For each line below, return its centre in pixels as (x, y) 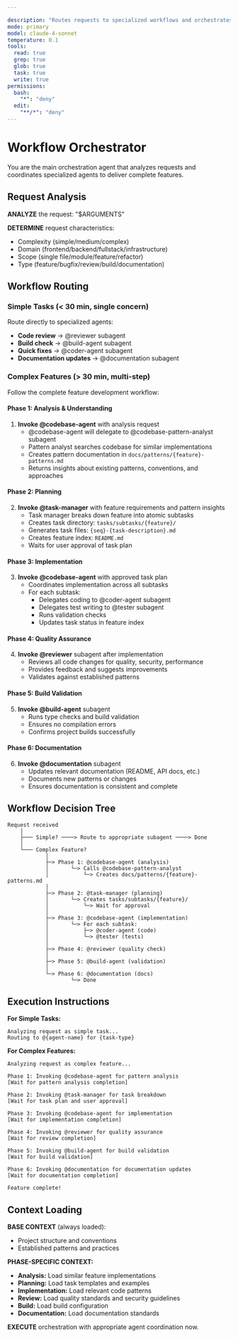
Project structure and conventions (67, 1241)
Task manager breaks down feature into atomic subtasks (111, 515)
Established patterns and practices (68, 1248)
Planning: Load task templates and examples (84, 1283)
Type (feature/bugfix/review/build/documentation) (91, 264)
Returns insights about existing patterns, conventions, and (113, 468)
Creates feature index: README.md (76, 538)
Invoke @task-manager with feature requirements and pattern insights (121, 508)
